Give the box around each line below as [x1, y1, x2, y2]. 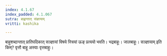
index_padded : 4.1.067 [5, 12, 52, 17]
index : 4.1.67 [5, 7, 35, 12]
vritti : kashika [5, 21, 39, 26]
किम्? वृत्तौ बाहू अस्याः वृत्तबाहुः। [5, 45, 54, 51]
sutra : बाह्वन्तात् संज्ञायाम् [5, 16, 45, 21]
